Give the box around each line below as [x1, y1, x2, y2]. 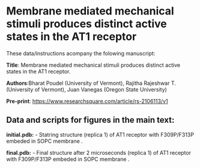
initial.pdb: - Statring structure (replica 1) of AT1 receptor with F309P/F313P [6, 131, 194, 138]
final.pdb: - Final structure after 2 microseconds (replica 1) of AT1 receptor [6, 149, 191, 156]
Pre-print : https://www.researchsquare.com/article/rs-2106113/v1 [6, 98, 168, 105]
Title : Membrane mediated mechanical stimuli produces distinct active [6, 61, 181, 69]
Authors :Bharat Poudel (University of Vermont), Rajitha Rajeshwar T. [6, 79, 176, 87]
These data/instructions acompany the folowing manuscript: [6, 49, 156, 57]
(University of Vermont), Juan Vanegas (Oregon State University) [6, 86, 167, 93]
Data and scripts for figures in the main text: [6, 115, 175, 125]
